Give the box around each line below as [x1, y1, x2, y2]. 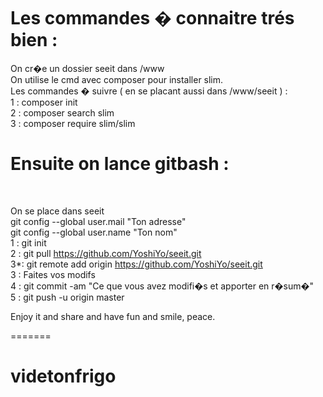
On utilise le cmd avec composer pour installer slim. [10, 73, 224, 85]
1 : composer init [10, 96, 78, 108]
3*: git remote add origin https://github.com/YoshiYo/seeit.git [10, 258, 263, 270]
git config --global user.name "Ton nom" [10, 226, 178, 238]
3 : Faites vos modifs [10, 268, 96, 280]
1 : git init [10, 236, 47, 249]
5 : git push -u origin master [10, 291, 125, 303]
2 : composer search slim [10, 106, 115, 119]
